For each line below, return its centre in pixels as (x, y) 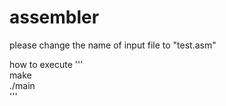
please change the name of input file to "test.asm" (113, 45)
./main (22, 85)
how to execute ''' (46, 64)
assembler (54, 17)
